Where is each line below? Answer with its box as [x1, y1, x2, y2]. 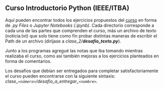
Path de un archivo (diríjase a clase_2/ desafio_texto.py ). [5, 38, 122, 44]
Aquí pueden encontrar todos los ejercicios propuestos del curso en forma [5, 17, 157, 23]
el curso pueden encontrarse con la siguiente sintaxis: [5, 73, 116, 79]
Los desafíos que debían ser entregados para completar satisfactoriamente [5, 68, 159, 74]
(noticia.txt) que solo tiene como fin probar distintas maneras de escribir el [5, 33, 157, 39]
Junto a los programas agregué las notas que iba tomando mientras [5, 47, 143, 53]
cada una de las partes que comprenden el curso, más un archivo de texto [5, 27, 157, 34]
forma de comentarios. [5, 58, 52, 64]
